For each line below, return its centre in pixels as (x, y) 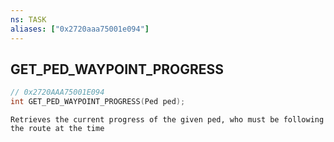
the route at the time (57, 129)
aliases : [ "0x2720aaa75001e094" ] (80, 29)
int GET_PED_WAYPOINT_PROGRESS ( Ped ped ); (98, 102)
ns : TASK (28, 19)
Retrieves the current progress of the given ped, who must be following (167, 120)
